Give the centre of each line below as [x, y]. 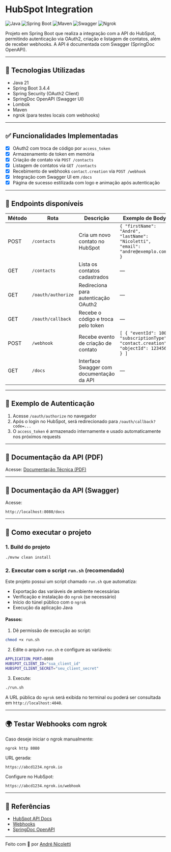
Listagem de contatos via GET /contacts [54, 165]
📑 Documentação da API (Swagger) [62, 490]
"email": [130, 246]
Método [17, 218]
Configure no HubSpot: [30, 777]
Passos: [14, 619]
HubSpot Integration [49, 9]
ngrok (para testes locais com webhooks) [56, 115]
